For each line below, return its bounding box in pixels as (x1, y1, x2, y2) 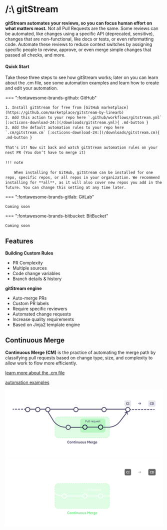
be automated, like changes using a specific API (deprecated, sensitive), (5, 30, 154, 36)
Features (5, 236, 33, 245)
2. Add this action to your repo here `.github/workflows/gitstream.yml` (5, 115, 162, 120)
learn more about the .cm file (5, 369, 65, 375)
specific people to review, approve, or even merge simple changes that (5, 46, 151, 52)
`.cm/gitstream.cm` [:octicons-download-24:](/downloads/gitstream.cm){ (5, 130, 160, 135)
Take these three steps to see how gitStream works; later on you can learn (5, 74, 158, 80)
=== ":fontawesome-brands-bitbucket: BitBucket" (5, 213, 108, 219)
